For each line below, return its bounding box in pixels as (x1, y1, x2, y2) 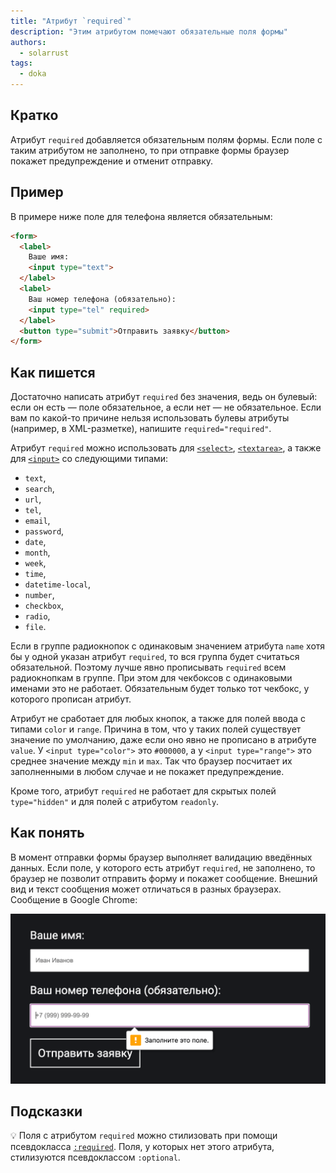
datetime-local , (24, 578, 92, 590)
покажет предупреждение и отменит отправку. (10, 155, 214, 167)
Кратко (10, 107, 59, 124)
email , (24, 515, 51, 527)
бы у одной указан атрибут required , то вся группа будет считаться (10, 651, 300, 663)
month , (24, 546, 51, 559)
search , (24, 483, 55, 495)
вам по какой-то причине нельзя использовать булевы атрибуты (10, 412, 290, 424)
